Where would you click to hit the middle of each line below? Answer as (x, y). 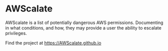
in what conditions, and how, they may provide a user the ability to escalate (83, 27)
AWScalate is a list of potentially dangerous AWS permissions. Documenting (84, 22)
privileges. (16, 33)
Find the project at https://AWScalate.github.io (53, 42)
